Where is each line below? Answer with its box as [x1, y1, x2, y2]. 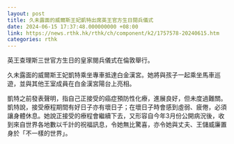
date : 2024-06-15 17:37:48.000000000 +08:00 [7, 23, 139, 30]
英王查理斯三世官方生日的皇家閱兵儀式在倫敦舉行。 [7, 56, 154, 65]
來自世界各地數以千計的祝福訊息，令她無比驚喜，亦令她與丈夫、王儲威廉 [13, 120, 221, 129]
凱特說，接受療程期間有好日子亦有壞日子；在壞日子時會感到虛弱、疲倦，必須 [7, 103, 227, 111]
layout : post [7, 10, 45, 17]
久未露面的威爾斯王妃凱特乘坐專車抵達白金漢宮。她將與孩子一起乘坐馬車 [7, 71, 214, 79]
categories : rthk [7, 36, 58, 43]
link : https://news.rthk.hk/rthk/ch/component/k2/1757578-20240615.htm [7, 29, 219, 37]
